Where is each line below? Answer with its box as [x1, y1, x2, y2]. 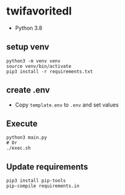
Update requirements [6, 162, 89, 172]
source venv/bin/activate [6, 63, 71, 69]
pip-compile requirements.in [6, 183, 80, 189]
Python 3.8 [14, 24, 42, 31]
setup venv [6, 42, 50, 52]
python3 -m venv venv [6, 58, 61, 64]
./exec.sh [6, 145, 31, 151]
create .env [6, 85, 50, 95]
